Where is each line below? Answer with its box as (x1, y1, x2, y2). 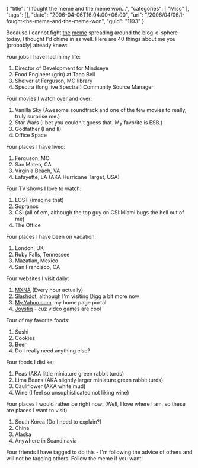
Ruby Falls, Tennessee (14, 251, 70, 258)
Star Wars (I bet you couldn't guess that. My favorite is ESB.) (14, 119, 163, 126)
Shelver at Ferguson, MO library (14, 77, 93, 84)
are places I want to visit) (6, 407, 68, 413)
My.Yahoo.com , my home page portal (14, 299, 107, 306)
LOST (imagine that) (14, 197, 64, 203)
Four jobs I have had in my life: (6, 53, 81, 60)
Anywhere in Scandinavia (14, 437, 77, 444)
